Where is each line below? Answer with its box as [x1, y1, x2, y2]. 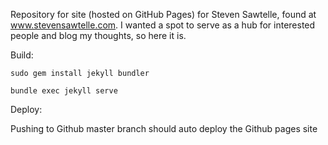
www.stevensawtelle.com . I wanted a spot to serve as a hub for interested [10, 19, 316, 31]
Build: [10, 49, 34, 61]
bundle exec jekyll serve [10, 86, 118, 96]
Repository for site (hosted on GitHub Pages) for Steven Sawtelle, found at [10, 9, 317, 20]
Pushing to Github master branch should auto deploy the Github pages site [10, 123, 318, 134]
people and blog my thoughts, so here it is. [10, 30, 187, 41]
